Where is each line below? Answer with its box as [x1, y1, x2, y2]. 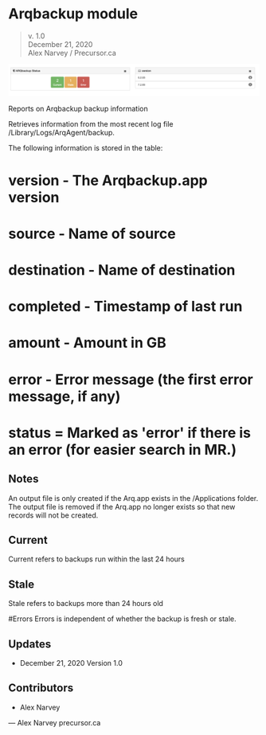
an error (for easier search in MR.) [8, 440, 237, 459]
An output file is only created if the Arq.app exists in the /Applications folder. [8, 493, 259, 502]
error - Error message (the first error [8, 370, 253, 389]
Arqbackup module [8, 5, 138, 23]
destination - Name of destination [8, 260, 236, 279]
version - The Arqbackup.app [8, 171, 209, 190]
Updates [8, 637, 52, 651]
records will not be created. [8, 510, 99, 520]
